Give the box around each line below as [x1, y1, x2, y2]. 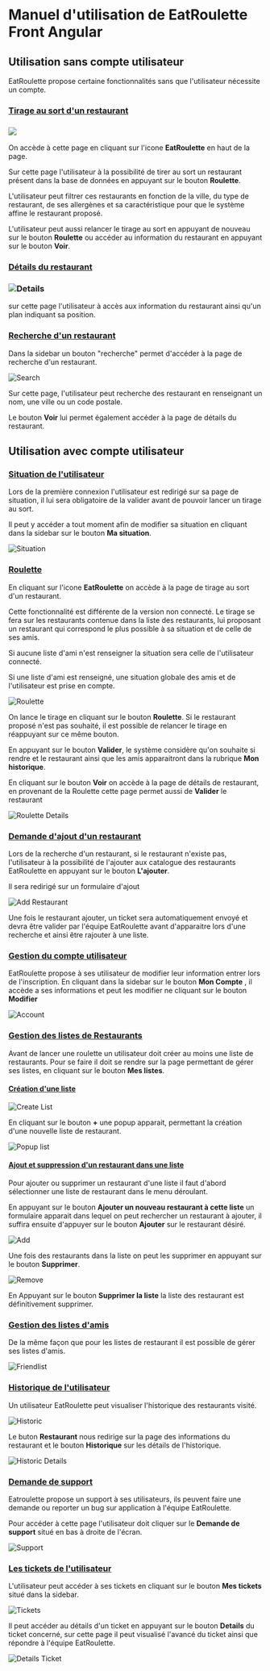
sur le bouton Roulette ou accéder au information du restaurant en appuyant [8, 232, 263, 243]
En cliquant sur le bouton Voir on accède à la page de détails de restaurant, [8, 777, 260, 787]
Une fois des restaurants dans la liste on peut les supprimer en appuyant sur [8, 1251, 262, 1260]
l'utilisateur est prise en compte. [8, 680, 115, 691]
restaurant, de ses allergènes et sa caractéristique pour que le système [8, 200, 245, 210]
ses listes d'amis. [8, 1346, 66, 1356]
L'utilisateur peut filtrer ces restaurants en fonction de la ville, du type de [8, 191, 250, 201]
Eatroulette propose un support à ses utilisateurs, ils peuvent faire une [8, 1494, 242, 1504]
